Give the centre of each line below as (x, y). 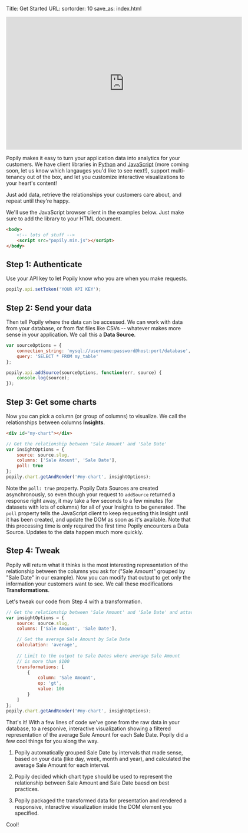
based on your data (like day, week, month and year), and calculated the (102, 759)
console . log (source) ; (43, 378)
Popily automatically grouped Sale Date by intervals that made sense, (99, 752)
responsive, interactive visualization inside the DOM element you (93, 806)
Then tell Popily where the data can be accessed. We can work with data (95, 322)
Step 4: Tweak (33, 551)
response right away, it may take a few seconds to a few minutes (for (90, 500)
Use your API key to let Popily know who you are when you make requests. (97, 279)
